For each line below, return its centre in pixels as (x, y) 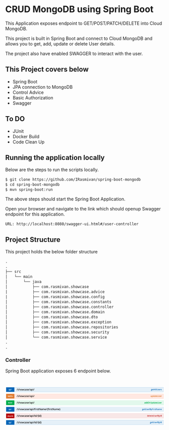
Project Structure (33, 239)
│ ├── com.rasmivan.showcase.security (57, 332)
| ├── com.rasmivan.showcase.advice (55, 292)
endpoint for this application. (35, 214)
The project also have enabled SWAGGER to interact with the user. (74, 53)
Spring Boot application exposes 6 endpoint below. (58, 371)
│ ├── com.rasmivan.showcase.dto (52, 317)
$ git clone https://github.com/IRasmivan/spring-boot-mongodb (73, 180)
